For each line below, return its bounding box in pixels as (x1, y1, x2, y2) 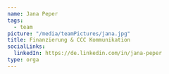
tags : (7, 17, 23, 24)
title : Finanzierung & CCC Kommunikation (7, 37, 131, 44)
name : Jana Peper (7, 10, 58, 18)
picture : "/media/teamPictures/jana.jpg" (7, 30, 131, 37)
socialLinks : (7, 43, 46, 50)
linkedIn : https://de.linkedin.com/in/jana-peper (13, 50, 162, 57)
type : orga (7, 56, 39, 63)
